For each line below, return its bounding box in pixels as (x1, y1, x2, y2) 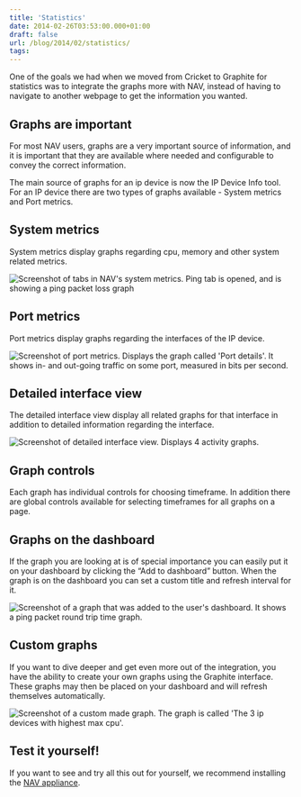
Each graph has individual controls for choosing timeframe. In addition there (9, 487, 291, 498)
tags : (9, 47, 30, 56)
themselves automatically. (9, 690, 106, 701)
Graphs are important (9, 116, 132, 131)
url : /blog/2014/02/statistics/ (9, 38, 130, 48)
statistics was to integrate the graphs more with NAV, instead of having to (9, 81, 281, 92)
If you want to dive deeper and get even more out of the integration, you (9, 661, 277, 672)
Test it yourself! (9, 744, 100, 759)
